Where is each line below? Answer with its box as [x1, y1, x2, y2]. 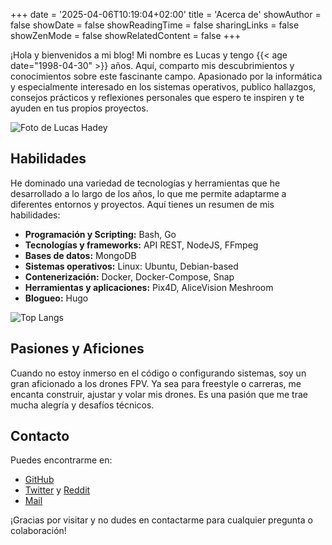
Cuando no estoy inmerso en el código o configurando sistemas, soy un [10, 367, 307, 379]
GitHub [24, 474, 55, 486]
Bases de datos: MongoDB [24, 249, 137, 261]
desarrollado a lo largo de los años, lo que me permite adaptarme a [10, 187, 287, 199]
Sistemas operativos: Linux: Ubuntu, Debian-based [24, 260, 239, 272]
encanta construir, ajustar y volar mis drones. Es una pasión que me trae [10, 388, 308, 400]
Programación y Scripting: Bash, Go [24, 228, 177, 240]
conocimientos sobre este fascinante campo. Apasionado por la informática [10, 70, 323, 82]
